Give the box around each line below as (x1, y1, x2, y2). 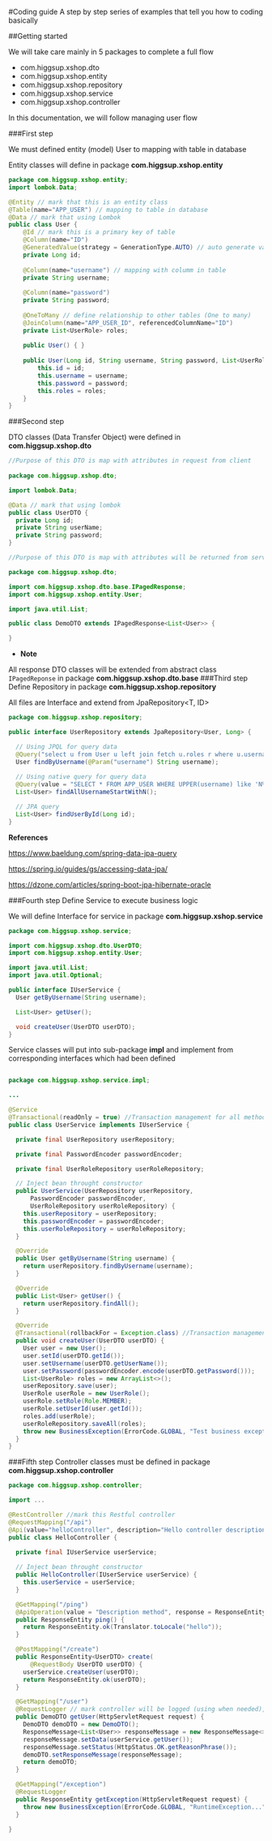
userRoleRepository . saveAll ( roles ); (23, 1420, 147, 1428)
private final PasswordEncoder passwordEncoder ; (15, 1150, 183, 1158)
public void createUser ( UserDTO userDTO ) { (15, 1337, 164, 1345)
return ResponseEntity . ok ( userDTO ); (23, 1675, 147, 1683)
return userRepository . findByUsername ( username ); (23, 1262, 194, 1270)
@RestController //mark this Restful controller (8, 1510, 176, 1519)
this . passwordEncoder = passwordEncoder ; (23, 1217, 164, 1225)
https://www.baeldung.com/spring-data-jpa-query (8, 848, 177, 858)
